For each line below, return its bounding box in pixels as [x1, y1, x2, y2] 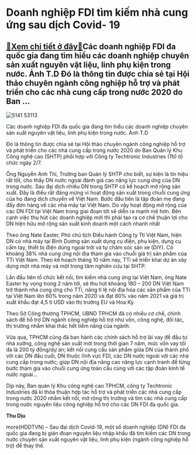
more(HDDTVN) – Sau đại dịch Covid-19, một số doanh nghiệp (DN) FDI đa [6, 423, 186, 430]
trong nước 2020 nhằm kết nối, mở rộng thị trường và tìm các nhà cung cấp [6, 395, 187, 401]
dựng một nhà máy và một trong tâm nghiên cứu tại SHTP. [6, 263, 146, 269]
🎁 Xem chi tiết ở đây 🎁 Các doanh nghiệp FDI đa [6, 41, 176, 51]
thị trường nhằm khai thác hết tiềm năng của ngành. [6, 322, 130, 329]
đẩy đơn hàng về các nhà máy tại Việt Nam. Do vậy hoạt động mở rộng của [6, 202, 187, 209]
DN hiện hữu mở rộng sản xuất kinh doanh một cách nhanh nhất [6, 220, 160, 227]
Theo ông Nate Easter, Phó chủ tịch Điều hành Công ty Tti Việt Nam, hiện [6, 231, 182, 238]
